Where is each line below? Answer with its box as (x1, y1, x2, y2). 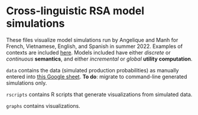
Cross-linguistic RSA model (6, 4, 145, 18)
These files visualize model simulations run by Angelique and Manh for (6, 36, 178, 43)
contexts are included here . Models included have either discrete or (6, 49, 171, 56)
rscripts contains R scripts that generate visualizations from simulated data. (6, 91, 193, 98)
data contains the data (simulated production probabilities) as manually (6, 66, 179, 74)
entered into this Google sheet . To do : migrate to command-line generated (6, 73, 187, 80)
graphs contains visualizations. (6, 102, 81, 109)
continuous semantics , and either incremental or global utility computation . (6, 55, 193, 62)
